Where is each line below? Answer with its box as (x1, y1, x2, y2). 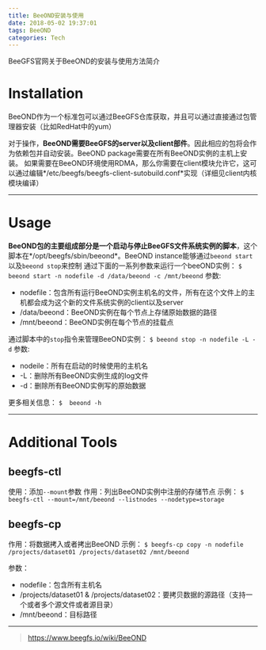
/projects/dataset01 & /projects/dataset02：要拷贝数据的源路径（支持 (19, 590, 246, 599)
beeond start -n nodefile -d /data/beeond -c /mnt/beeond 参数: (8, 271, 222, 281)
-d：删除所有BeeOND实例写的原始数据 (19, 381, 146, 391)
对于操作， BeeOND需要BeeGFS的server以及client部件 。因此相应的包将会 (8, 139, 250, 148)
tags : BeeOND (8, 26, 51, 34)
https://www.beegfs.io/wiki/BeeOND (27, 633, 147, 642)
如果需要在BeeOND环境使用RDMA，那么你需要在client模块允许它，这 (23, 159, 250, 168)
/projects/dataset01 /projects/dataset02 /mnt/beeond (8, 548, 190, 556)
